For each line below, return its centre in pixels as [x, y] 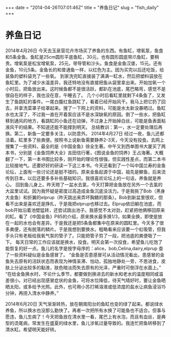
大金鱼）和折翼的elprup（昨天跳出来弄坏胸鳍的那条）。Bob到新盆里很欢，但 [84, 197]
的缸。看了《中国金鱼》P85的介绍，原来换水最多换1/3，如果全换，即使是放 [84, 216]
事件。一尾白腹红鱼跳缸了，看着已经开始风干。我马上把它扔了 [96, 102]
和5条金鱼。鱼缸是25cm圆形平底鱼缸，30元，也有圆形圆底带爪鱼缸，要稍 [82, 57]
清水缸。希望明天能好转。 [32, 329]
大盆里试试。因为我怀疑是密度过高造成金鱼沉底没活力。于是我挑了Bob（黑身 [85, 191]
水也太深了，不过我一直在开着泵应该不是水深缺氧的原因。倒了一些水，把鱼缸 [85, 114]
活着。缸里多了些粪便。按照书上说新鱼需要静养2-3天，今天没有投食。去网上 [85, 140]
